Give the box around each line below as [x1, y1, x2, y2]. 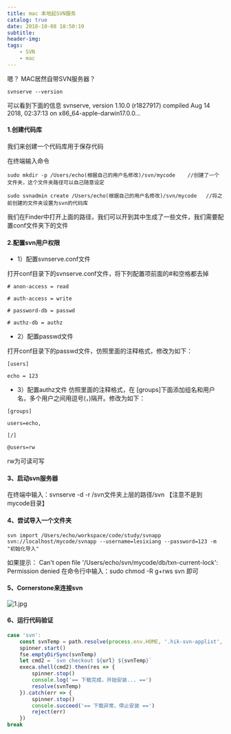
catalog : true [7, 17, 48, 23]
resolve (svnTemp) [32, 682, 81, 690]
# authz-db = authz [7, 319, 63, 327]
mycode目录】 [7, 499, 48, 508]
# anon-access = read [7, 283, 69, 290]
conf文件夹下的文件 [12, 221, 69, 229]
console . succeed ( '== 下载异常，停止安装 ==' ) [32, 702, 155, 709]
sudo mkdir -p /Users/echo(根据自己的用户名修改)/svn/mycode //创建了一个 [7, 171, 220, 179]
